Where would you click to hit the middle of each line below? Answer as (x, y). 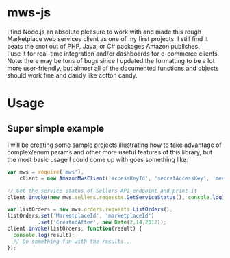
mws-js (29, 13)
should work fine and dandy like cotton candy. (73, 75)
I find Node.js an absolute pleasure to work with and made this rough (104, 32)
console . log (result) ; (44, 235)
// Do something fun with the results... (73, 242)
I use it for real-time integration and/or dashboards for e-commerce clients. (113, 54)
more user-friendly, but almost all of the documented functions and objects (113, 68)
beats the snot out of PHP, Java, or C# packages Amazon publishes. (103, 46)
